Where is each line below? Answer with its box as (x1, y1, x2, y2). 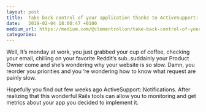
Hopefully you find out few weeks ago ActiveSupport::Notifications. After (6, 86, 191, 93)
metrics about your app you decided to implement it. (6, 99, 139, 107)
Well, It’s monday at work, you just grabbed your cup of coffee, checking (6, 48, 190, 55)
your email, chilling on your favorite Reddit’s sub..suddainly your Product (6, 55, 189, 62)
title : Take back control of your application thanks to (6, 15, 158, 21)
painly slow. (6, 74, 36, 82)
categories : (6, 32, 37, 38)
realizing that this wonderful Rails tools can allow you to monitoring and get (6, 93, 196, 100)
